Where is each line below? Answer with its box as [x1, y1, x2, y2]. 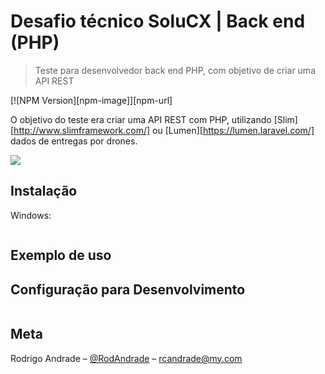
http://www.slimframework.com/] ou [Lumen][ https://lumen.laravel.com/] [13, 124, 315, 136]
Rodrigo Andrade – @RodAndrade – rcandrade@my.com [10, 352, 243, 364]
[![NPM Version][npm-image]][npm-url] [10, 94, 173, 106]
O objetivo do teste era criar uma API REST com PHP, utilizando [10, 113, 272, 125]
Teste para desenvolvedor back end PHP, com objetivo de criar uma [34, 64, 316, 76]
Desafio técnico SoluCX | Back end [10, 10, 306, 33]
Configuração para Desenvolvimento [10, 281, 246, 298]
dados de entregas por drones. [10, 135, 138, 147]
